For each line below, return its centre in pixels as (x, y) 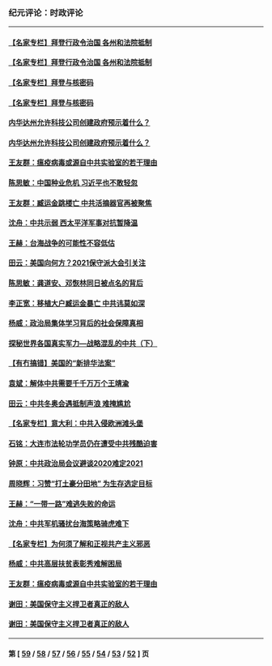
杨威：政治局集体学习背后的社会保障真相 (76, 323)
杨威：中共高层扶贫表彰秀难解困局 (65, 564)
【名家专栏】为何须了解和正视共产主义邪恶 (79, 544)
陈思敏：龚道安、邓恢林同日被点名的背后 (76, 283)
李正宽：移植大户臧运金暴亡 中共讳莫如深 (77, 303)
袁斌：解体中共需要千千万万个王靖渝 (69, 383)
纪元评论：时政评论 (46, 12)
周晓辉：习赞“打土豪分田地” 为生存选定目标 (81, 483)
